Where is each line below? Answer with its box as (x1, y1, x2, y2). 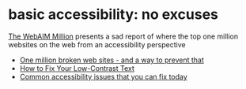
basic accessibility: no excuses (8, 6, 219, 24)
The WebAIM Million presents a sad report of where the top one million (8, 32, 239, 41)
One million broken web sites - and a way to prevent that (19, 55, 204, 65)
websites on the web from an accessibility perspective (8, 39, 186, 49)
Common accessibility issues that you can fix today (19, 72, 187, 81)
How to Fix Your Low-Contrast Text (19, 63, 134, 72)
